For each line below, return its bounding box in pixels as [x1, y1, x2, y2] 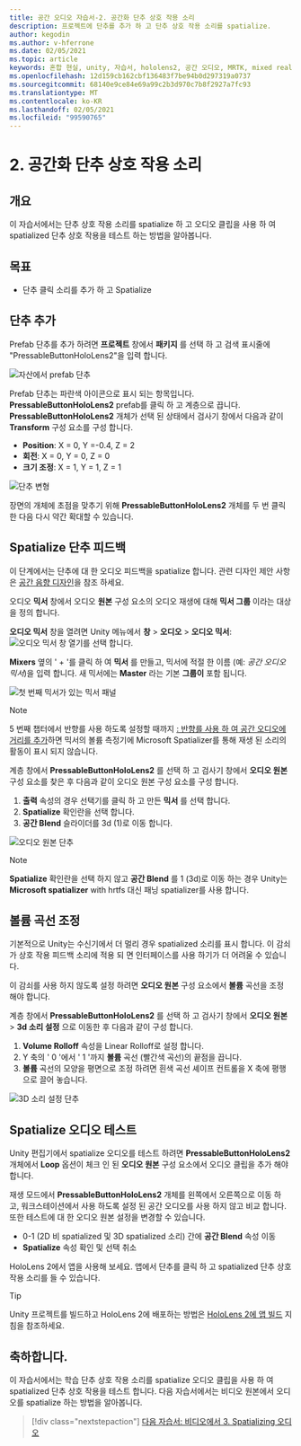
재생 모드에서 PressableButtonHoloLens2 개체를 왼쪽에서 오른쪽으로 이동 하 [9, 1189, 281, 1200]
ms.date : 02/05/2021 [9, 47, 87, 56]
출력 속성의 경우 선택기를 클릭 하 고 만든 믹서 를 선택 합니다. [22, 795, 231, 806]
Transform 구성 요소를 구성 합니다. [9, 421, 133, 432]
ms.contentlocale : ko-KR [9, 96, 102, 106]
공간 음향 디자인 [18, 577, 75, 587]
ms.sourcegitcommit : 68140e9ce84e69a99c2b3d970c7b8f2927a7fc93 [9, 80, 252, 89]
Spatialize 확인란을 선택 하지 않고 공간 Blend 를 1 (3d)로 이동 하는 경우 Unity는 [9, 873, 288, 884]
